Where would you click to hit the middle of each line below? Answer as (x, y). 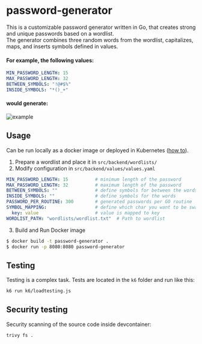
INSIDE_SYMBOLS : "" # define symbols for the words (91, 196)
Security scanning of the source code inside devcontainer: (79, 324)
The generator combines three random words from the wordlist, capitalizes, (100, 40)
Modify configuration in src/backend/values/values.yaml (85, 168)
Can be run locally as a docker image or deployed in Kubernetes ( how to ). (97, 150)
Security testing (37, 310)
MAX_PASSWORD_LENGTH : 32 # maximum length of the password (94, 185)
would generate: (27, 104)
